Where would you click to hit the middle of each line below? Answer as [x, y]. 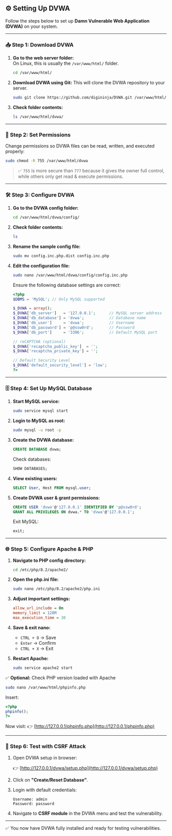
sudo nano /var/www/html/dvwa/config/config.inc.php [70, 275]
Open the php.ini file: [36, 579]
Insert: [12, 697]
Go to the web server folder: [43, 58]
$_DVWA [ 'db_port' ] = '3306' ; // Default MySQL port [85, 332]
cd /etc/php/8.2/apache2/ [40, 570]
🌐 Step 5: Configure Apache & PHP [49, 549]
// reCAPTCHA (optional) [39, 341]
